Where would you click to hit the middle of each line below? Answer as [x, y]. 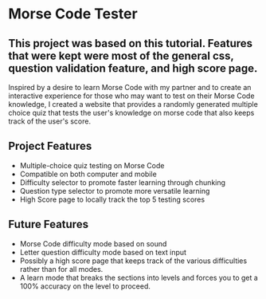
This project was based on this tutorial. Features [131, 43]
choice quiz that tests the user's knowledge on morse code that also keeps [131, 113]
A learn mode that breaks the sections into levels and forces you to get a [139, 277]
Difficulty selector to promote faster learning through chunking [122, 182]
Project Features [50, 146]
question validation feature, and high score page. [133, 68]
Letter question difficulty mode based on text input [103, 252]
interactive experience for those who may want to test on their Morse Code [131, 96]
